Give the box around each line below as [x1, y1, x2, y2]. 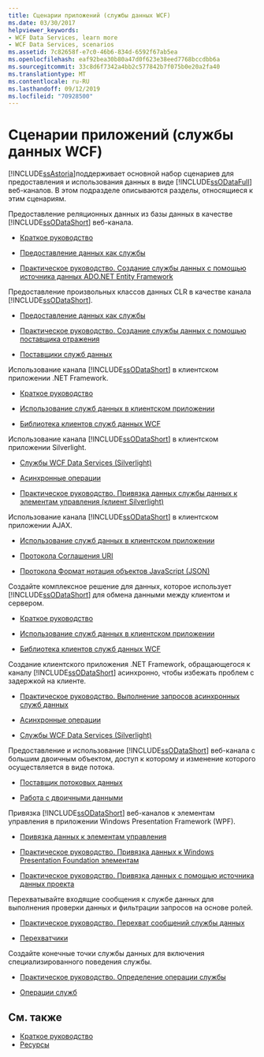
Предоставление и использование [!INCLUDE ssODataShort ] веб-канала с [8, 746, 256, 755]
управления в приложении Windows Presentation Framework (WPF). [8, 817, 236, 826]
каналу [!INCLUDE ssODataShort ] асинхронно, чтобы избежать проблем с [8, 668, 255, 678]
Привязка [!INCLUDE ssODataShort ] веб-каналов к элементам [8, 809, 215, 818]
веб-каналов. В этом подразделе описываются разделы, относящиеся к [8, 186, 254, 195]
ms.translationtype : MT [8, 70, 87, 78]
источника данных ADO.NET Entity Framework [19, 272, 173, 281]
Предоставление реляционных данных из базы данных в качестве [8, 210, 233, 219]
